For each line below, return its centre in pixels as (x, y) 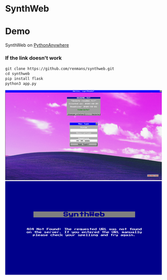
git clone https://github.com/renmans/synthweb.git (60, 69)
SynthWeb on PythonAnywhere (37, 45)
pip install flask (24, 79)
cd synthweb (17, 74)
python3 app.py (21, 84)
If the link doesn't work (34, 58)
